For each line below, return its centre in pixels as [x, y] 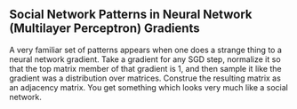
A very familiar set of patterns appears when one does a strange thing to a [146, 50]
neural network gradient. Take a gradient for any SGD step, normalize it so [145, 59]
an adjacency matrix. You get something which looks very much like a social [149, 87]
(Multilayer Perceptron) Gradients [104, 29]
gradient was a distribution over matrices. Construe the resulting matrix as [145, 78]
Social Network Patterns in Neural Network [131, 15]
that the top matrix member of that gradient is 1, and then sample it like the [145, 68]
